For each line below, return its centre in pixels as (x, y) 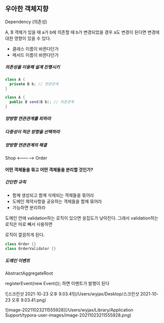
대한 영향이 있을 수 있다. (28, 38)
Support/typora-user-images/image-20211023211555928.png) (68, 315)
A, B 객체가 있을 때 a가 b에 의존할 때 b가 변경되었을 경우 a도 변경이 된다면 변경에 (82, 32)
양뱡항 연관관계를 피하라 (28, 118)
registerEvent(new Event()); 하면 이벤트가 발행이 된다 (57, 284)
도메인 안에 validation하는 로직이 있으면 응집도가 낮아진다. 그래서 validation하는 (82, 218)
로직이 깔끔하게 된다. (25, 235)
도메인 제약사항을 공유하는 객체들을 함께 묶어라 (57, 202)
